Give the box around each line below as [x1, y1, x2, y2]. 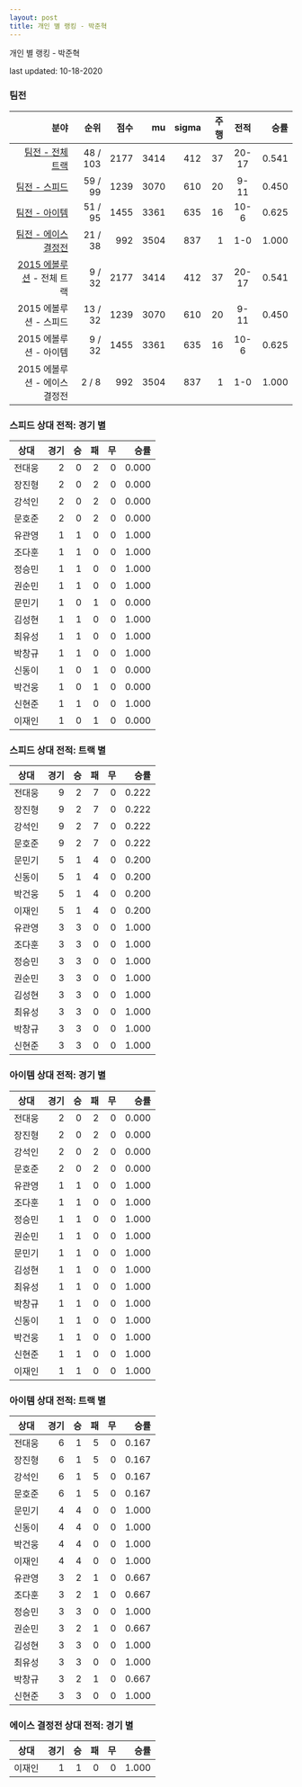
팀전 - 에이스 [15, 228, 69, 240]
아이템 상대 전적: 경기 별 [9, 1069, 106, 1082]
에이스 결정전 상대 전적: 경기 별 [9, 1719, 134, 1731]
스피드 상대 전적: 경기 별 [9, 419, 106, 432]
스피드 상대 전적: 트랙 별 [9, 744, 106, 756]
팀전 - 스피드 [15, 181, 69, 193]
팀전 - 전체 [23, 146, 69, 158]
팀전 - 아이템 [15, 206, 69, 219]
